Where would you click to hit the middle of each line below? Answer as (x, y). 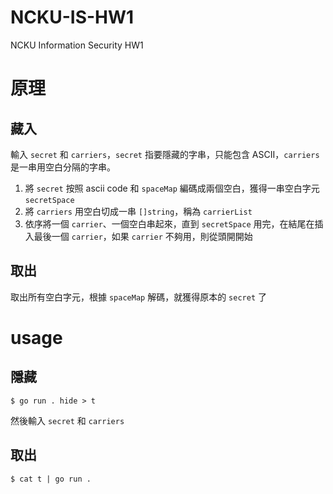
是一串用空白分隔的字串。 (63, 167)
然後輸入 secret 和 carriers (67, 420)
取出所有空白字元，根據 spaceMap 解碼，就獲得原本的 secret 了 (138, 297)
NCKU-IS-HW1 (72, 17)
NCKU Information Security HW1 (77, 45)
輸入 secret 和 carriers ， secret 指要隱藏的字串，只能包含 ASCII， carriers (165, 154)
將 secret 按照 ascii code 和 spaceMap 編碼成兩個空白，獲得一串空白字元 (172, 188)
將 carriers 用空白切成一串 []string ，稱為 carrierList (138, 211)
